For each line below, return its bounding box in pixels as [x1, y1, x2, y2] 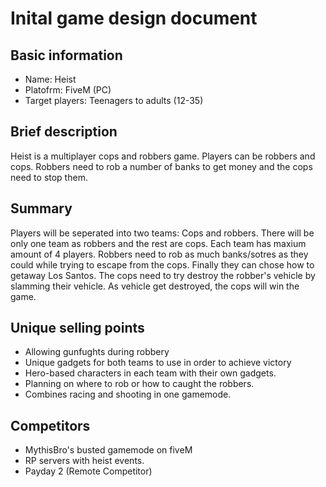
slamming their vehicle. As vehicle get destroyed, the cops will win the [10, 280, 300, 292]
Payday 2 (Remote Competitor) [24, 465, 153, 477]
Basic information [10, 47, 123, 64]
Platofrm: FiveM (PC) [24, 84, 112, 96]
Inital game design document [10, 7, 258, 30]
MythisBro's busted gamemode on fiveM [24, 444, 193, 456]
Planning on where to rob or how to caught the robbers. [24, 378, 255, 390]
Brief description [10, 123, 118, 141]
